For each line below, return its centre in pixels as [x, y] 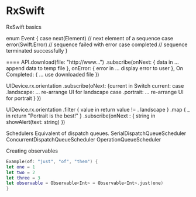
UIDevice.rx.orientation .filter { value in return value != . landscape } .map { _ [98, 109]
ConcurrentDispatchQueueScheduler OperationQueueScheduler [84, 139]
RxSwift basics [24, 27]
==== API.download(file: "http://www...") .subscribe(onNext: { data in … [93, 62]
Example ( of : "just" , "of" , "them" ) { [52, 161]
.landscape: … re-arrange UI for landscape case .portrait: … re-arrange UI [95, 92]
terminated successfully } [37, 50]
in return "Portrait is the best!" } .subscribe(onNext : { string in [81, 116]
